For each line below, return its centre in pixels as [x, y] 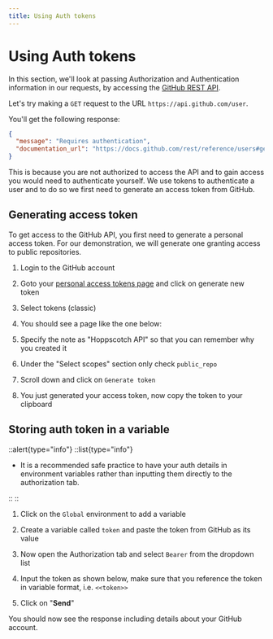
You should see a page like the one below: [91, 323]
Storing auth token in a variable [89, 429]
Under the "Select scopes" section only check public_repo [119, 364]
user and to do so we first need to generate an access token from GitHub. [132, 190]
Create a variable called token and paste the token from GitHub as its [135, 529]
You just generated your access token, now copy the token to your [131, 395]
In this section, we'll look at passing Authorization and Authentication [124, 79]
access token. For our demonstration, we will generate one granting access [134, 243]
